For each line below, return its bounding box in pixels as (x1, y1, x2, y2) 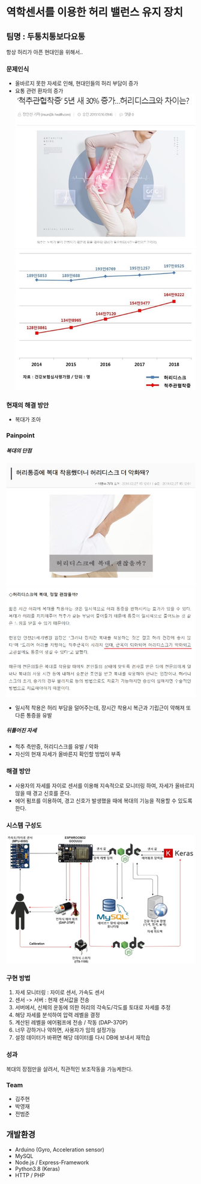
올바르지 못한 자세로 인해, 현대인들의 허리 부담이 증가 (14, 79, 139, 87)
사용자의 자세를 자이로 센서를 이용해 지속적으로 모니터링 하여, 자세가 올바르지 (14, 782, 195, 789)
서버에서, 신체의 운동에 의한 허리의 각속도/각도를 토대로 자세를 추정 (14, 1004, 171, 1011)
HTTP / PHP (14, 1171, 45, 1179)
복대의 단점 (6, 447, 32, 454)
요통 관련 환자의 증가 (14, 87, 64, 95)
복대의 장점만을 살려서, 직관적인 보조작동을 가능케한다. (6, 1065, 133, 1073)
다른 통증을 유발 (14, 712, 52, 719)
